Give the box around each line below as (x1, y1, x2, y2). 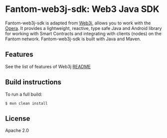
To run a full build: (5, 91, 42, 97)
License (5, 114, 30, 123)
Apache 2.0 (5, 128, 29, 134)
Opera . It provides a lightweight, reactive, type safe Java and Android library (5, 25, 162, 31)
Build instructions (5, 78, 61, 87)
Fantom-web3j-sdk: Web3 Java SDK (5, 3, 160, 15)
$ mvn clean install (5, 101, 48, 106)
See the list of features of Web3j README (5, 63, 91, 69)
